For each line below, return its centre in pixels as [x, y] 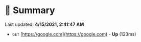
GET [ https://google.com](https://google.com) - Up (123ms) [74, 34]
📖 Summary [30, 10]
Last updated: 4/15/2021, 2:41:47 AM [44, 24]
